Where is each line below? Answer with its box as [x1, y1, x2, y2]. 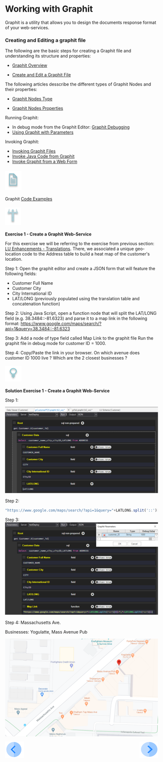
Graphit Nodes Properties [12, 106, 64, 111]
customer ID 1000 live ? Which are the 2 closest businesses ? [5, 355, 128, 361]
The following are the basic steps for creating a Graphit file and [5, 48, 131, 54]
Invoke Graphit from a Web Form [12, 159, 78, 164]
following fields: [5, 271, 37, 276]
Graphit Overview [12, 62, 48, 69]
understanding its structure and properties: [5, 53, 91, 59]
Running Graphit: [5, 115, 39, 121]
